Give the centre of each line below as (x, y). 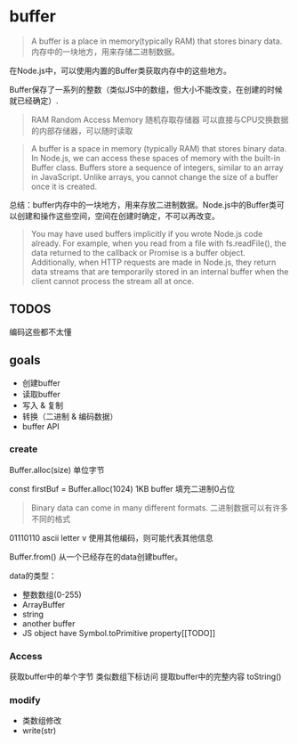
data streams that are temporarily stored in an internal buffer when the (160, 271)
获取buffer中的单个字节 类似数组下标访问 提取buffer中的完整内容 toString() (145, 677)
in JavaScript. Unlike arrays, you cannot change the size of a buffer (154, 176)
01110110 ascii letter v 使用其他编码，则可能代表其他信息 (111, 537)
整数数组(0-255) (52, 594)
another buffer (48, 623)
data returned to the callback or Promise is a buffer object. (138, 252)
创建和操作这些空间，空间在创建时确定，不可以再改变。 (118, 216)
